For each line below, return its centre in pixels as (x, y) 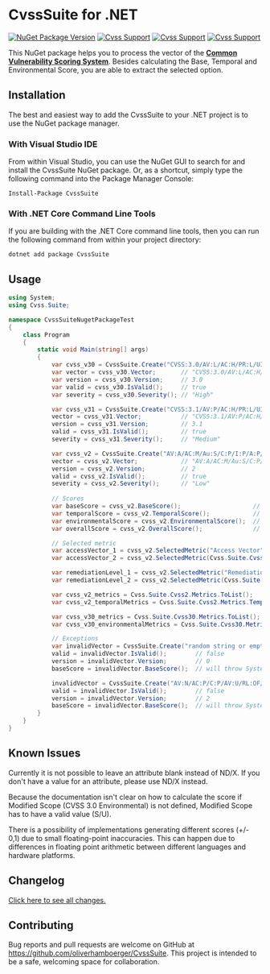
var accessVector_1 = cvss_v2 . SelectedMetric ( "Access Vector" (157, 551)
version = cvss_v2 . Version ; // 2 (123, 469)
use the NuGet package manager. (64, 123)
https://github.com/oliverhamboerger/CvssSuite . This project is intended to (133, 953)
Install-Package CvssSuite (53, 194)
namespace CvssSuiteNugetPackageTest (72, 320)
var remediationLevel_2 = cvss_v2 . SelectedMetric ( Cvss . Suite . (157, 580)
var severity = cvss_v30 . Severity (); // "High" (133, 395)
